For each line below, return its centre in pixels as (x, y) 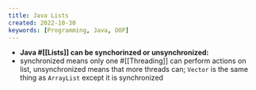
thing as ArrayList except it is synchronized (92, 78)
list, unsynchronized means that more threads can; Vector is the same (134, 69)
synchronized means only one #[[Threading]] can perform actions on (133, 61)
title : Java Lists (38, 15)
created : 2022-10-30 (42, 23)
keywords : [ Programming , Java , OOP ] (69, 30)
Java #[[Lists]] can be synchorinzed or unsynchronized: (114, 53)
